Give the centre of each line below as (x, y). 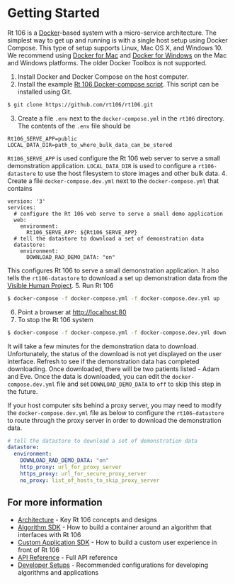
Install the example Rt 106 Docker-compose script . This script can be (118, 84)
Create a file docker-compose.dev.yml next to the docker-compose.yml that (113, 181)
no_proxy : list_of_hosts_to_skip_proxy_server (90, 480)
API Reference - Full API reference (68, 557)
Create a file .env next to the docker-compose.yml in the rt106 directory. (121, 118)
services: (22, 207)
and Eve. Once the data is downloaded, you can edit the (89, 376)
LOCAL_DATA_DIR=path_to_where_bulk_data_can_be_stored (90, 145)
